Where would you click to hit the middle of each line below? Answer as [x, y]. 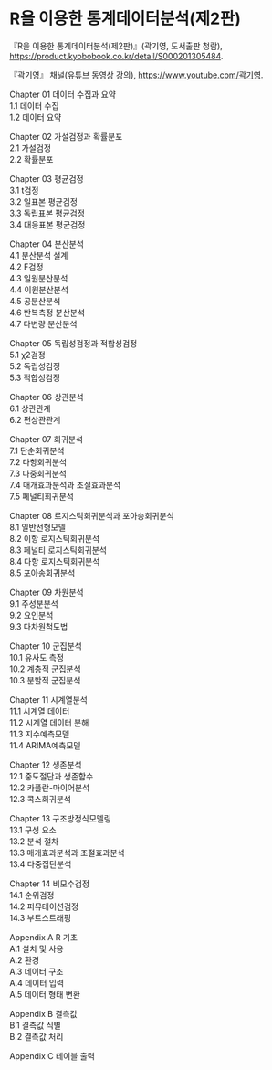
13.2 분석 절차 [34, 841]
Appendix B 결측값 [43, 1013]
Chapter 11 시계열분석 [49, 699]
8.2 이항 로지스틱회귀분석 [55, 538]
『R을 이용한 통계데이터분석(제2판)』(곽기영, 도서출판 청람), [116, 46]
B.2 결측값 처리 [37, 1036]
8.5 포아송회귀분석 [42, 573]
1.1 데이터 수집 [34, 105]
